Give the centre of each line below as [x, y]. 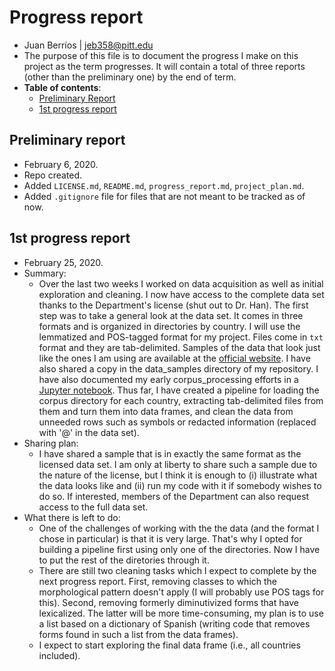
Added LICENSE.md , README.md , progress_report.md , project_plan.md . [164, 185]
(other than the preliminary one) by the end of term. [130, 77]
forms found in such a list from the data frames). [138, 634]
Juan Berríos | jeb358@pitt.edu [88, 45]
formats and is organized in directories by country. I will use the [169, 326]
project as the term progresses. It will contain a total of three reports [164, 66]
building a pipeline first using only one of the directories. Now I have [179, 549]
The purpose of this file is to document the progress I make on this [161, 55]
